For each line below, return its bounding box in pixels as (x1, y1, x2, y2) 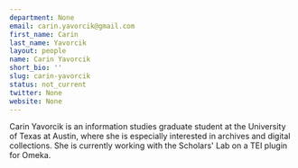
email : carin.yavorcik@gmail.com (9, 22, 135, 31)
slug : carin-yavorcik (9, 72, 91, 81)
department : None (9, 13, 75, 22)
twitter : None (9, 88, 63, 97)
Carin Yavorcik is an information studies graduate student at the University (9, 121, 286, 132)
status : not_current (9, 80, 88, 89)
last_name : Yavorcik (9, 38, 88, 48)
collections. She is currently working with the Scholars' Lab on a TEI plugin (9, 140, 288, 151)
